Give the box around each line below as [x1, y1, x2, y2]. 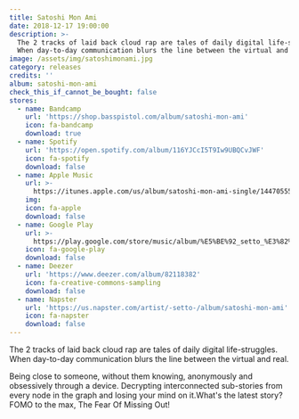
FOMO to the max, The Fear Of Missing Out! [9, 399, 171, 410]
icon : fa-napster [25, 311, 90, 321]
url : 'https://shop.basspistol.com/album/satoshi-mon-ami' [25, 112, 249, 121]
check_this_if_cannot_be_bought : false [9, 87, 158, 96]
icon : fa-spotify [25, 153, 90, 163]
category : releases [9, 63, 82, 72]
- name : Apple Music [17, 170, 93, 179]
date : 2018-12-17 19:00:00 [9, 21, 109, 30]
